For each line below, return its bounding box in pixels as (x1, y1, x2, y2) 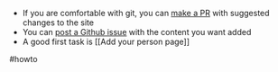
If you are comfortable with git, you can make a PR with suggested (22, 8, 270, 18)
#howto (9, 54, 38, 64)
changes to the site (22, 17, 95, 28)
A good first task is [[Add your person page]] (22, 36, 190, 47)
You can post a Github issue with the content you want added (22, 27, 252, 37)
